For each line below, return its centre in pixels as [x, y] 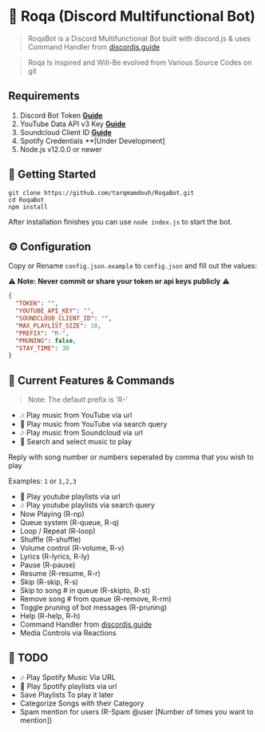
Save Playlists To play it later [67, 694]
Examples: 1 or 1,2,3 [43, 481]
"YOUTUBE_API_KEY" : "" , [55, 311]
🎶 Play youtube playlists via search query [87, 505]
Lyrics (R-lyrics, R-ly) [55, 557]
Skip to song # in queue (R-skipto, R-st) [85, 591]
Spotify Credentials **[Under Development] [92, 141]
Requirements [44, 96]
